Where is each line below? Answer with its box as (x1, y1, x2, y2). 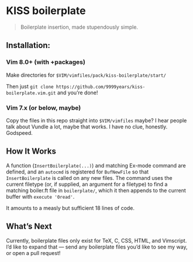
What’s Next (6, 222, 53, 232)
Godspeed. (6, 129, 33, 136)
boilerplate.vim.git (6, 90, 57, 96)
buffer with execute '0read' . (6, 193, 75, 200)
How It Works (6, 147, 57, 156)
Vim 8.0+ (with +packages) (6, 58, 86, 66)
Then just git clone (6, 83, 54, 90)
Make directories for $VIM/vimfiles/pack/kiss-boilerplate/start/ (6, 72, 167, 79)
